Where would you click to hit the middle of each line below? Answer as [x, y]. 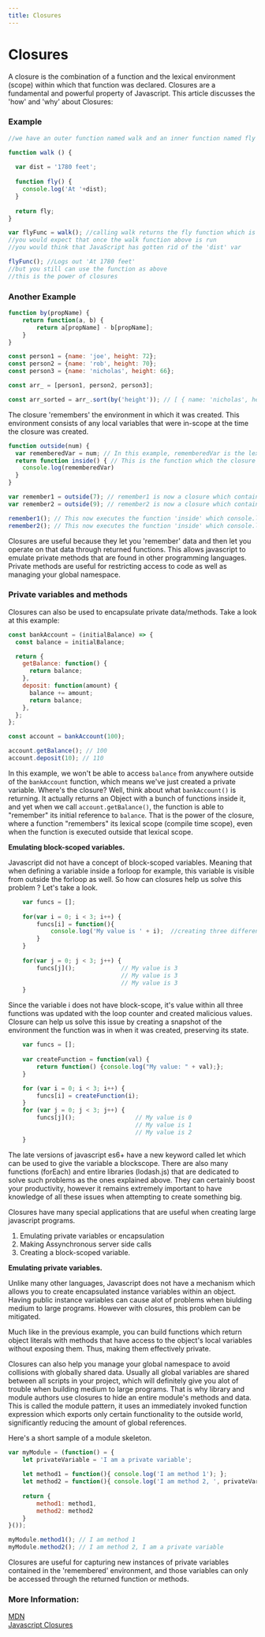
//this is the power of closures [63, 276]
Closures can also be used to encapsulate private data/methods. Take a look [132, 611]
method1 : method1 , [67, 1504]
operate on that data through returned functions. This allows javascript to [127, 549]
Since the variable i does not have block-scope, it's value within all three [126, 1005]
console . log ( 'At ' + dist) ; [65, 189]
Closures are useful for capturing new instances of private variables [119, 1562]
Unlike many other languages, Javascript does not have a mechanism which [132, 1283]
